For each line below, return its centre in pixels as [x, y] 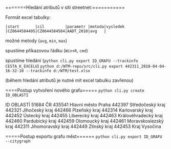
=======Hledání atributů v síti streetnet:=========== [65, 7]
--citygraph [18, 141]
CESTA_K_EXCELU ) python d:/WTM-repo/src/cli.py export [64, 66]
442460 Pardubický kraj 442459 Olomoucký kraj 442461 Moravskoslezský [84, 121]
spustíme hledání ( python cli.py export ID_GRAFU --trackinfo [72, 60]
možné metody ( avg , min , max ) [36, 41]
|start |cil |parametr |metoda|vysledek [65, 27]
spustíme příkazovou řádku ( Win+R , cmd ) [47, 50]
